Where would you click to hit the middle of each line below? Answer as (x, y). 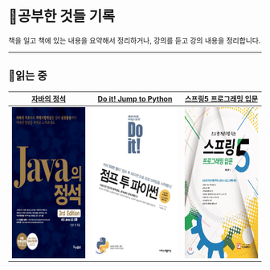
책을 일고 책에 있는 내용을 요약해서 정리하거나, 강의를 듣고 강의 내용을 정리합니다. (135, 40)
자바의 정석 (49, 99)
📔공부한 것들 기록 (61, 17)
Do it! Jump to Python (135, 98)
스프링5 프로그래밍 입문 (221, 99)
